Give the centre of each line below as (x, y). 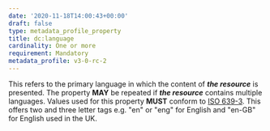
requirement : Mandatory (49, 53)
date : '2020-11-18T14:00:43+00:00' (69, 16)
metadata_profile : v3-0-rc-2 (58, 61)
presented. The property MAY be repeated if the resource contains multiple (135, 92)
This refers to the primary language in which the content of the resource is (133, 84)
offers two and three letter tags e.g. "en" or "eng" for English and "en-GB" (132, 109)
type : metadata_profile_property (65, 31)
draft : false (30, 23)
